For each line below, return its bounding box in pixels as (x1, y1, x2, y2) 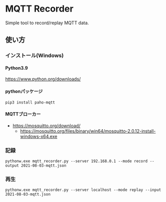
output (5, 163, 19, 168)
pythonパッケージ (5, 88, 43, 94)
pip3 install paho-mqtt (5, 99, 56, 105)
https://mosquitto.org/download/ (12, 122, 81, 129)
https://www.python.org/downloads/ (5, 76, 81, 82)
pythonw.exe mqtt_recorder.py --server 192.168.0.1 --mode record (5, 159, 148, 164)
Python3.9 (5, 65, 28, 71)
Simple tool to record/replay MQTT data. (5, 20, 89, 26)
